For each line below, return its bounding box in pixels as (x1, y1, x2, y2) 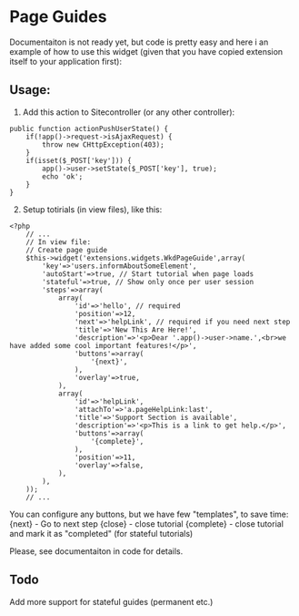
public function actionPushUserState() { (9, 124, 169, 133)
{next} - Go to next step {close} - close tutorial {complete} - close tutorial (9, 518, 284, 529)
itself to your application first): (9, 56, 123, 67)
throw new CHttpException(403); (42, 139, 165, 149)
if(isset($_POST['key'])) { (25, 156, 132, 165)
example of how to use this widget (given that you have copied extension (9, 46, 284, 56)
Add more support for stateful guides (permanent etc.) (9, 596, 214, 607)
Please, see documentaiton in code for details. (9, 545, 184, 557)
